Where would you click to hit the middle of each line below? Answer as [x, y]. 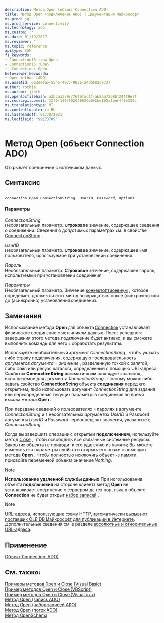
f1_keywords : [18, 55]
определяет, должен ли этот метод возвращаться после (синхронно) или [82, 295]
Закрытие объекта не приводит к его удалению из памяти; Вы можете [79, 445]
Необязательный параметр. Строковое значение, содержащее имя [76, 250]
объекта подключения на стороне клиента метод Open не [67, 485]
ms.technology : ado [25, 28]
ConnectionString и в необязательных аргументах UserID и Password [77, 414]
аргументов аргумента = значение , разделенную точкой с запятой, [77, 363]
